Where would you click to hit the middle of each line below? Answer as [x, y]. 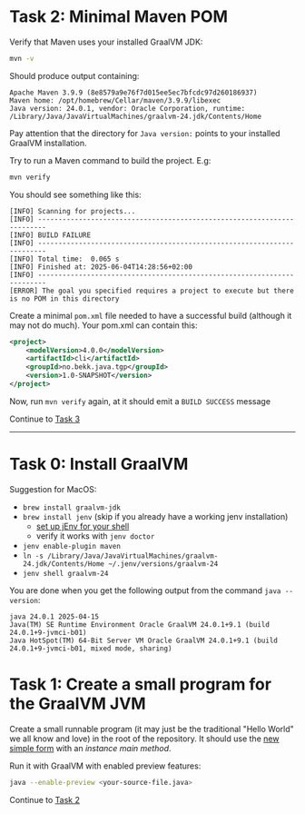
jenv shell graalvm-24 [65, 573]
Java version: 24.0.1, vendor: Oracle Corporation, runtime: [128, 108]
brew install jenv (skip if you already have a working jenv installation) [155, 516]
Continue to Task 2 [44, 799]
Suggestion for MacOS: [53, 489]
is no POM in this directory [64, 298]
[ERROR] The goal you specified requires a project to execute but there [152, 291]
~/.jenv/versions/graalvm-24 [163, 564]
